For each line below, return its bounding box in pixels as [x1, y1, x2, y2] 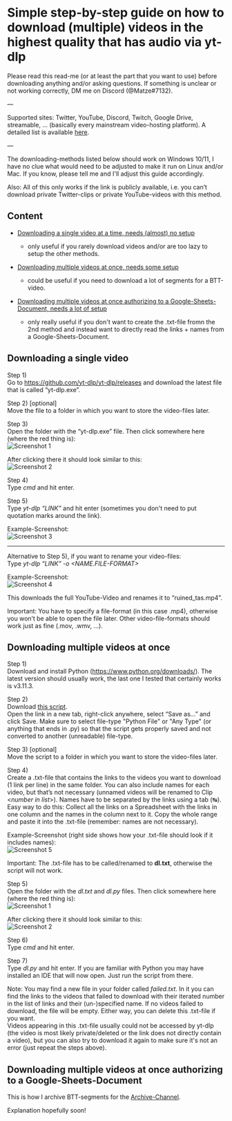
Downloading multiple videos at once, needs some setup [17, 263, 179, 271]
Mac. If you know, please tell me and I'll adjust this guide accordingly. [7, 169, 205, 178]
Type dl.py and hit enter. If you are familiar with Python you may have [7, 964, 204, 972]
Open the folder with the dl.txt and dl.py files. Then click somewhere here [7, 887, 216, 896]
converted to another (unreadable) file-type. [7, 732, 133, 741]
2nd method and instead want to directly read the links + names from [27, 325, 224, 333]
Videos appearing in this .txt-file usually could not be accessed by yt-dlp [7, 1021, 214, 1030]
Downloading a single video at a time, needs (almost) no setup [17, 228, 195, 237]
